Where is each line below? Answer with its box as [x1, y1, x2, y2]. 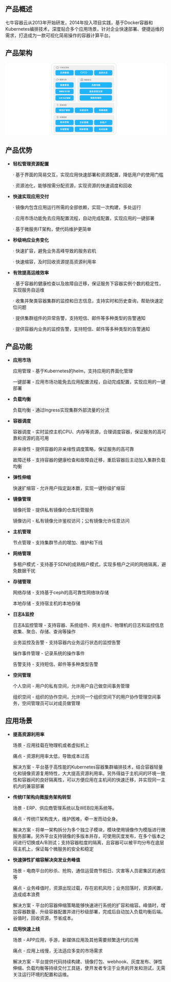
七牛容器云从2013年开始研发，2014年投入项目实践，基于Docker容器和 [5, 19, 154, 26]
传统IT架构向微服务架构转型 [12, 793, 72, 800]
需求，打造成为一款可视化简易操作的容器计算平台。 [5, 32, 113, 38]
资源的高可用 [22, 435, 49, 441]
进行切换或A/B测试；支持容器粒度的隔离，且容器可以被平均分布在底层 [17, 839, 164, 845]
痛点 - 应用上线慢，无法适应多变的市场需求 [12, 947, 103, 954]
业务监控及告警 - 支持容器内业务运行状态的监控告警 [12, 639, 121, 645]
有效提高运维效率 [12, 269, 49, 276]
